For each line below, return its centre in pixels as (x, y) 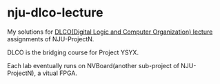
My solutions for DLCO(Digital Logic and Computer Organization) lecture (110, 32)
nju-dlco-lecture (55, 13)
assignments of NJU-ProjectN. (51, 39)
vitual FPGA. (60, 73)
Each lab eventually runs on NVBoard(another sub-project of (93, 65)
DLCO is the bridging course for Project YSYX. (73, 52)
